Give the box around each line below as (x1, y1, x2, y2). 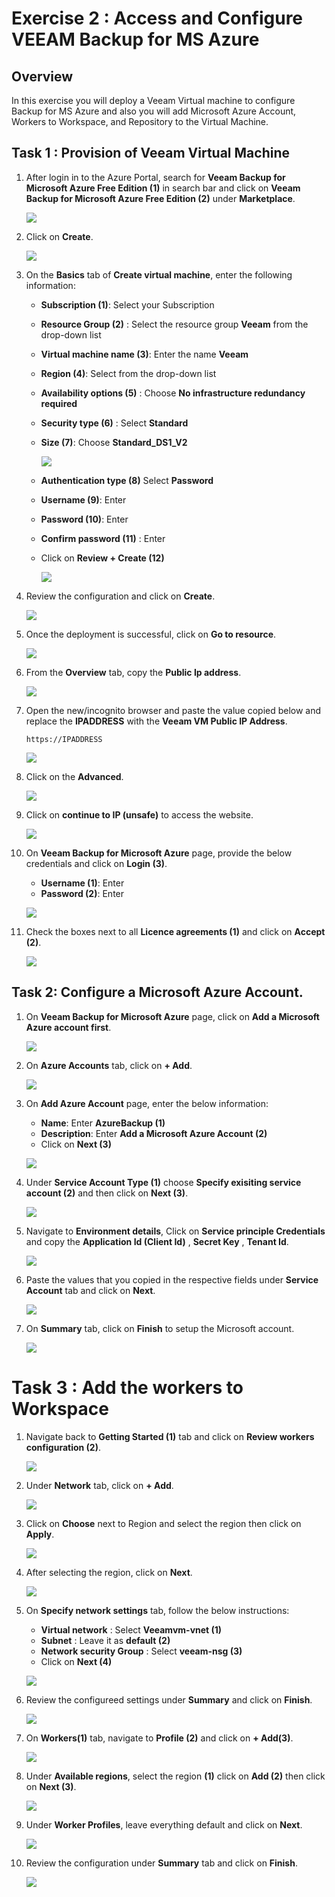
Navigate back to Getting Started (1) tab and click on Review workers (25, 1430, 315, 1442)
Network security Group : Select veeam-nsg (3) (40, 1645, 243, 1657)
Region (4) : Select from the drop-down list (40, 367, 217, 379)
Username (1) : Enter (40, 877, 125, 889)
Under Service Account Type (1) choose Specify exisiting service (25, 1176, 302, 1188)
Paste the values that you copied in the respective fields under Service (25, 1273, 319, 1286)
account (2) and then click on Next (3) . (25, 1187, 189, 1199)
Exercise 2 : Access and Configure (11, 7, 304, 30)
